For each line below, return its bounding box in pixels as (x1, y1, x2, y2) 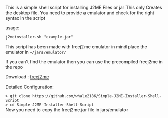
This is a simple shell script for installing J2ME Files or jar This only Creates (5, 5, 162, 10)
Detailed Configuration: (5, 84, 54, 90)
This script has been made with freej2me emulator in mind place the (5, 44, 148, 50)
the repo (5, 64, 23, 70)
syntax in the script (5, 15, 46, 21)
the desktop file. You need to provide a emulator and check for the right (5, 10, 154, 16)
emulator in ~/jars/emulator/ (5, 49, 67, 55)
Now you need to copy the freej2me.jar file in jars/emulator (5, 107, 128, 113)
